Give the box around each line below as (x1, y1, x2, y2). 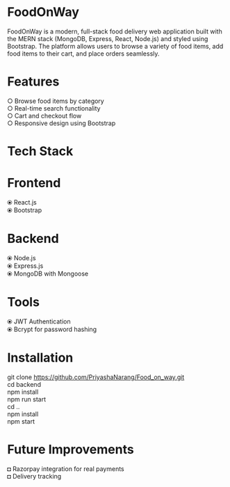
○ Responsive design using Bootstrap (7, 119, 116, 127)
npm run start (7, 394, 47, 404)
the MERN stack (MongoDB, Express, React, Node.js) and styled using (7, 34, 208, 42)
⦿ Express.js (7, 262, 44, 270)
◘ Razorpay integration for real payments (7, 464, 125, 473)
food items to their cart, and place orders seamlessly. (7, 49, 160, 58)
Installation (7, 350, 74, 366)
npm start (7, 417, 35, 425)
